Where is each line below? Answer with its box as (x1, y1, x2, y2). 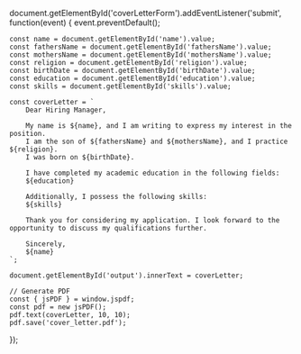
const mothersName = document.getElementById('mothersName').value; (9, 50, 272, 59)
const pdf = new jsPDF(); (9, 303, 106, 312)
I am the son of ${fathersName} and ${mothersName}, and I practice (25, 137, 288, 146)
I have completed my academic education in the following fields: (25, 168, 280, 177)
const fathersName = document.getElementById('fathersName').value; (9, 42, 272, 51)
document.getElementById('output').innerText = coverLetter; (9, 271, 244, 280)
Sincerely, (25, 240, 67, 249)
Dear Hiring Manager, (25, 105, 106, 114)
